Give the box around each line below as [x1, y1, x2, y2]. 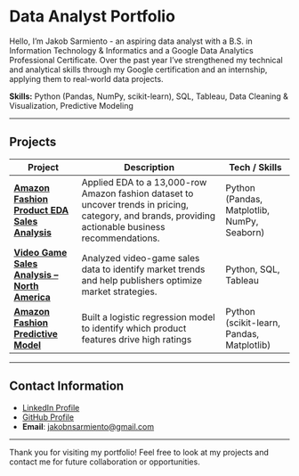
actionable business [81, 220, 166, 233]
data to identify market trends [81, 263, 206, 275]
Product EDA [13, 203, 69, 216]
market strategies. [81, 285, 158, 298]
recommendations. [81, 232, 160, 244]
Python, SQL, [225, 263, 280, 275]
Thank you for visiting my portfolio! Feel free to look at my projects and [9, 447, 270, 457]
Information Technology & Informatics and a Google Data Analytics [9, 45, 254, 55]
